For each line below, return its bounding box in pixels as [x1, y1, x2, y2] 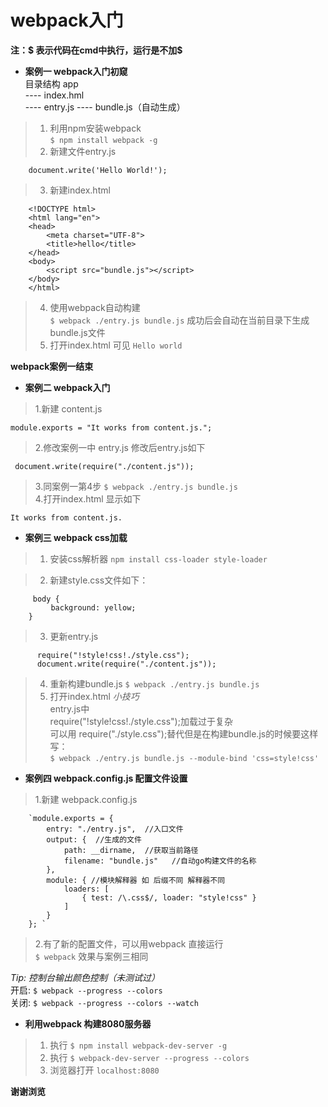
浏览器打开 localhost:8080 [49, 1064, 160, 1076]
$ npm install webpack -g [49, 135, 158, 145]
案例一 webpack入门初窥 [24, 65, 128, 77]
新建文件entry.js [49, 145, 117, 157]
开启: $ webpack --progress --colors [10, 984, 163, 996]
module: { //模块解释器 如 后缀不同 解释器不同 [46, 875, 226, 885]
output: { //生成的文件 [46, 834, 142, 845]
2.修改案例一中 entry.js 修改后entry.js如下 [34, 441, 206, 453]
